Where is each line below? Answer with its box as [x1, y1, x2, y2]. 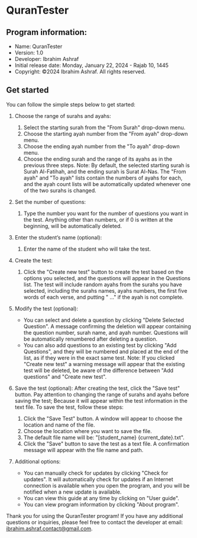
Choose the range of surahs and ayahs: [14, 112, 111, 119]
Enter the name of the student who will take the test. [23, 245, 151, 252]
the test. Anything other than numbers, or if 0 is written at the [23, 216, 173, 223]
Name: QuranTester [14, 43, 63, 50]
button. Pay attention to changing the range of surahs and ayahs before [14, 390, 189, 398]
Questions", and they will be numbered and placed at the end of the [23, 348, 189, 355]
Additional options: [14, 457, 61, 465]
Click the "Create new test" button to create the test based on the [23, 268, 183, 276]
